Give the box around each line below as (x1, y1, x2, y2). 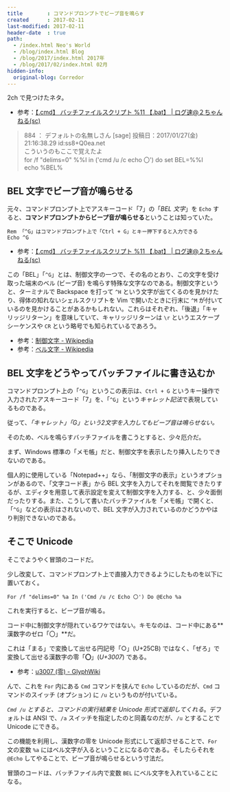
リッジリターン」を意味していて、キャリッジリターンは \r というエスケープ (7, 313, 220, 321)
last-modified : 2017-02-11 (7, 23, 84, 30)
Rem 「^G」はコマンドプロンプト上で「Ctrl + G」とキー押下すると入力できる (7, 228, 198, 236)
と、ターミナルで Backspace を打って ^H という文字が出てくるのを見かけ (7, 288, 213, 296)
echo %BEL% (23, 163, 63, 172)
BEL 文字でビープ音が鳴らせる (7, 185, 134, 196)
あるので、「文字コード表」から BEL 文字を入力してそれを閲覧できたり (19, 479, 216, 488)
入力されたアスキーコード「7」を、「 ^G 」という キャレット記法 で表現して (7, 396, 212, 403)
